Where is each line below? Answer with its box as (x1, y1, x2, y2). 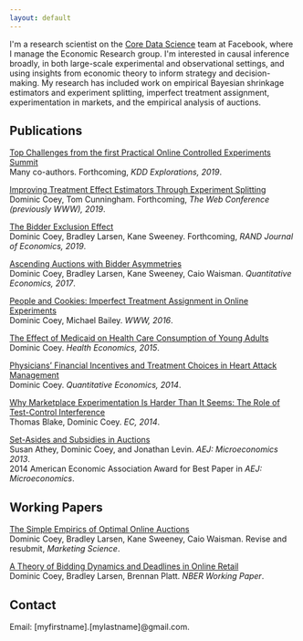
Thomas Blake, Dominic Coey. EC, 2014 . (9, 416, 161, 427)
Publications (9, 123, 83, 139)
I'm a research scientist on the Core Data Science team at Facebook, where (9, 38, 294, 49)
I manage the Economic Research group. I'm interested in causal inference (9, 47, 290, 59)
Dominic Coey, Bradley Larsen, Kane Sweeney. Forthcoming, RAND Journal (9, 231, 294, 242)
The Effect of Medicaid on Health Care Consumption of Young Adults (9, 332, 269, 343)
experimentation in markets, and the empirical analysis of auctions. (9, 97, 262, 108)
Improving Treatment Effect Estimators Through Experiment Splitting (9, 184, 266, 195)
